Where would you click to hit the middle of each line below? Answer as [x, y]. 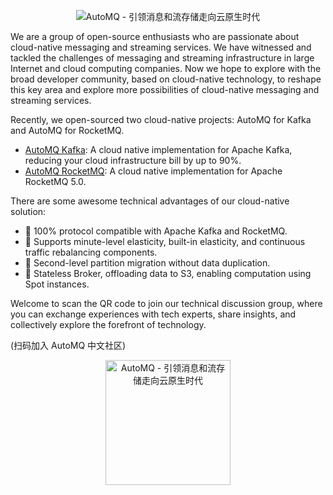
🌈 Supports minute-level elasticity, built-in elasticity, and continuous [165, 241]
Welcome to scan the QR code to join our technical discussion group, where [166, 303]
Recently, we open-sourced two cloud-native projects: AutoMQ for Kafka [161, 119]
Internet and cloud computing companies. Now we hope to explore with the [166, 68]
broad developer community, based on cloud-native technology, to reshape [166, 79]
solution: [28, 211]
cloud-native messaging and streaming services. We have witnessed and [161, 47]
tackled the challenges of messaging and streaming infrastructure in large [162, 58]
